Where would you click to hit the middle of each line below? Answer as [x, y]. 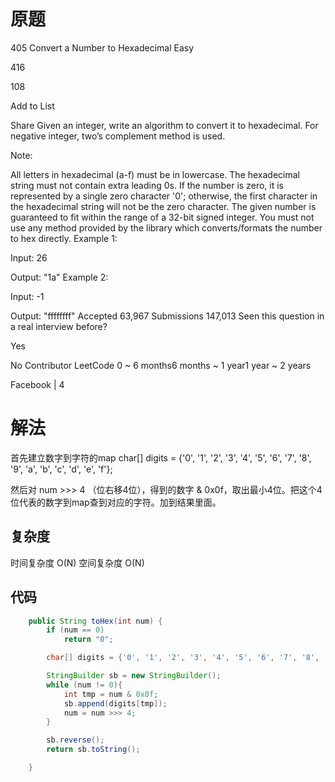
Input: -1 [27, 296]
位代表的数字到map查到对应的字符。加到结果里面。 [116, 502]
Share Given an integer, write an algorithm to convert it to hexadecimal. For [164, 125]
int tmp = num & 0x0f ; [111, 694]
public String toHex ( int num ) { [95, 621]
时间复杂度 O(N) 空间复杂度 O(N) [77, 562]
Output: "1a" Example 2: [59, 277]
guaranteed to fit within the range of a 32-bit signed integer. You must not [162, 217]
